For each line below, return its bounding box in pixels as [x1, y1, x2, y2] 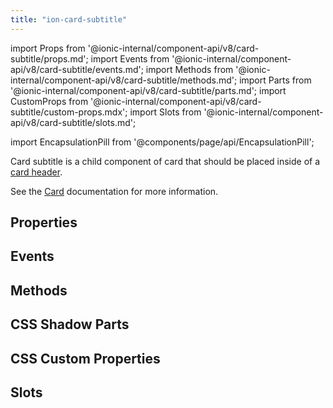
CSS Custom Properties [10, 350, 161, 367]
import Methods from [145, 63, 234, 75]
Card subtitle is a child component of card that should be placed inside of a [10, 155, 321, 167]
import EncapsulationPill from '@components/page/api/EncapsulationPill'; [10, 136, 315, 148]
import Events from [90, 52, 170, 65]
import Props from [10, 42, 86, 54]
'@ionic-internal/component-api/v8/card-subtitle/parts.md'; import [10, 84, 287, 96]
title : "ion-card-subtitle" [10, 14, 128, 25]
